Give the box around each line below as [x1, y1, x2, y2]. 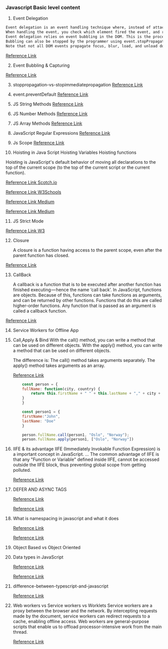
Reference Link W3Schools [5, 189, 61, 195]
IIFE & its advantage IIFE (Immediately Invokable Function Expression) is [12, 446, 161, 452]
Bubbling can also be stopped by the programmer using [5, 39, 122, 44]
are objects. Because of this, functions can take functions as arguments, [12, 292, 162, 298]
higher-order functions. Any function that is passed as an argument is [12, 303, 156, 309]
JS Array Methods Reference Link [12, 120, 83, 126]
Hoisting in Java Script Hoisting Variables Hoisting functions [12, 149, 137, 155]
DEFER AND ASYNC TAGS [12, 486, 67, 493]
